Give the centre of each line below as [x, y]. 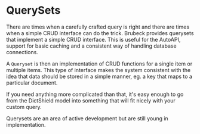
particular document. [32, 82]
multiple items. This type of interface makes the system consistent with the [99, 70]
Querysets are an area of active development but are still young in [87, 118]
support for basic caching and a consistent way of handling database [92, 46]
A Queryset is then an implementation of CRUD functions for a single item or [99, 64]
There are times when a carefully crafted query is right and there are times [98, 27]
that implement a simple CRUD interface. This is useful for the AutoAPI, [93, 39]
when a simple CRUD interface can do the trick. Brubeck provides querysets [100, 33]
